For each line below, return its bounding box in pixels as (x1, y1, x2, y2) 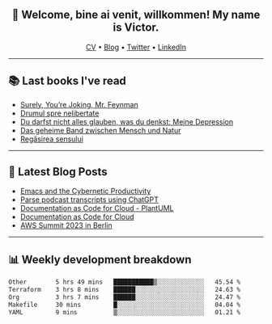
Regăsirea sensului (19, 134, 83, 144)
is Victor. (113, 21, 159, 35)
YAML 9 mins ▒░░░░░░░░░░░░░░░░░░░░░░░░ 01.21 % (8, 308, 241, 316)
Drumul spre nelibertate (19, 108, 100, 118)
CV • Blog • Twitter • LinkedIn (86, 42, 186, 52)
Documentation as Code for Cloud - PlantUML (19, 204, 174, 213)
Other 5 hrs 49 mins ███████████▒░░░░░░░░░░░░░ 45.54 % (8, 278, 241, 287)
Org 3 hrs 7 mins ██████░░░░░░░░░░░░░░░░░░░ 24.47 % (8, 293, 241, 301)
